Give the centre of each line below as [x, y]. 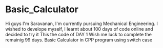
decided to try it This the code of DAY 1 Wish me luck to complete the [79, 34]
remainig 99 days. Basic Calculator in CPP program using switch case [79, 40]
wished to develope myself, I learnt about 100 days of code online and [79, 29]
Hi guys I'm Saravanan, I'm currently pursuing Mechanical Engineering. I [81, 23]
